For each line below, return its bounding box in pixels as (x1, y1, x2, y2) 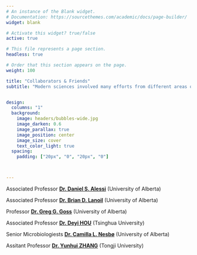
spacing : (11, 148, 33, 154)
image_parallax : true (16, 127, 69, 132)
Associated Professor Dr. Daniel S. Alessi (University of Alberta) (6, 185, 161, 192)
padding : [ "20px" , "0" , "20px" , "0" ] (16, 154, 109, 160)
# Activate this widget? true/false (6, 30, 96, 36)
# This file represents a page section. (6, 46, 107, 52)
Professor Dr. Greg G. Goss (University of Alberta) (6, 208, 127, 215)
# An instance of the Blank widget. (6, 8, 96, 15)
